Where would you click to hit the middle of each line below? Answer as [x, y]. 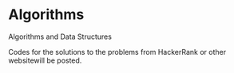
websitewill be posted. [45, 60]
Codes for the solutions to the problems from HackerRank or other [117, 52]
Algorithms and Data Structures [60, 36]
